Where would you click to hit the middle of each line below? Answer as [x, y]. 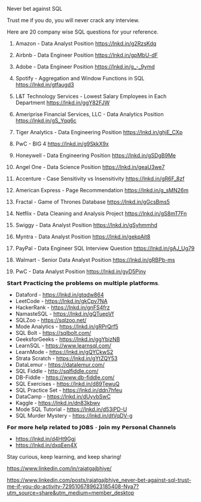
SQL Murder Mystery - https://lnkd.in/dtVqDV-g [74, 415]
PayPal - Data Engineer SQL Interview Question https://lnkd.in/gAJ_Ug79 [105, 248]
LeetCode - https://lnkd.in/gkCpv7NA [61, 301]
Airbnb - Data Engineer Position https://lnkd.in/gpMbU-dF [86, 55]
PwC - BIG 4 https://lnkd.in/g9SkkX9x [62, 144]
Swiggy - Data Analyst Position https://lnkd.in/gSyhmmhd [86, 225]
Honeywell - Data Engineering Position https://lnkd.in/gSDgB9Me [95, 155]
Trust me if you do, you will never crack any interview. [73, 20]
